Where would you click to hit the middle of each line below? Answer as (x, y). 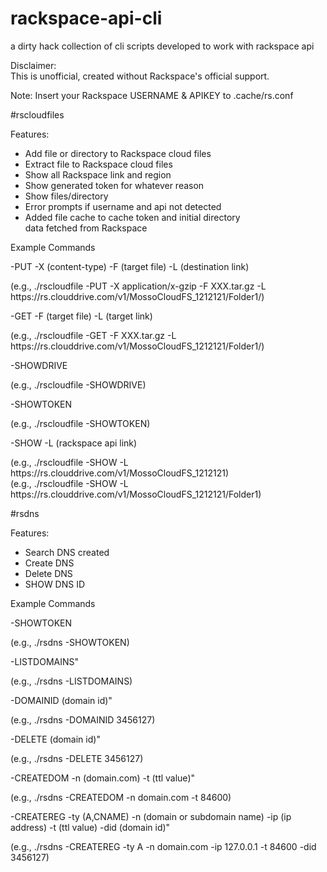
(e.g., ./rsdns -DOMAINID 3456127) (83, 719)
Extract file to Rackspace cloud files (98, 164)
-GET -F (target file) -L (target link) (81, 316)
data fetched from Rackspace (86, 228)
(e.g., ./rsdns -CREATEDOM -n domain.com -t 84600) (121, 797)
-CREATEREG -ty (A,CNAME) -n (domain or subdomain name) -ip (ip (151, 816)
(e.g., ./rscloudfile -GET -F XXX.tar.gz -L (93, 335)
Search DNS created (67, 552)
